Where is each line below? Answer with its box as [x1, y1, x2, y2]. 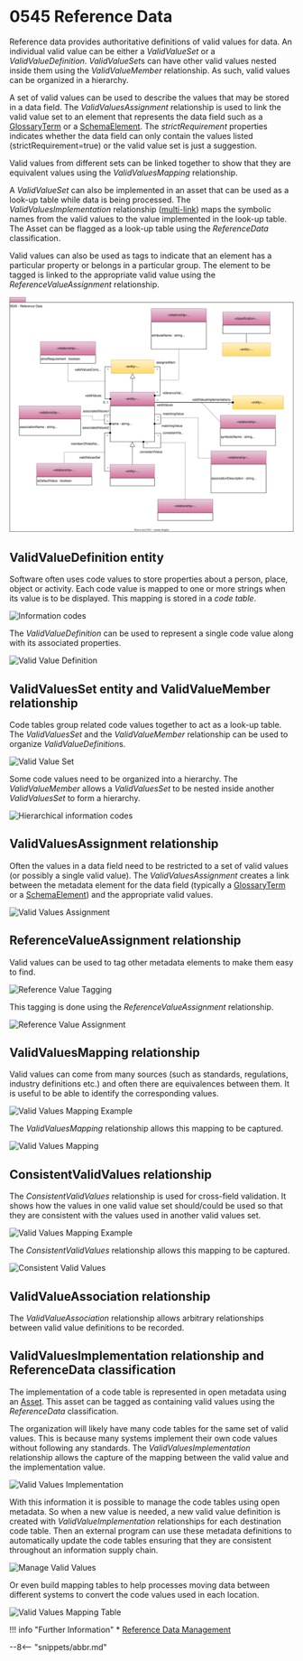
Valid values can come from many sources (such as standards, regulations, [9, 1068, 289, 1080]
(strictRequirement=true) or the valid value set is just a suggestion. [9, 140, 257, 151]
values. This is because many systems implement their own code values [9, 1432, 278, 1443]
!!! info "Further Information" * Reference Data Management [9, 1624, 232, 1635]
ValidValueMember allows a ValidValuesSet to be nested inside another [9, 783, 275, 794]
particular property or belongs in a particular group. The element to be [9, 259, 271, 270]
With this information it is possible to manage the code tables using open [9, 1497, 280, 1507]
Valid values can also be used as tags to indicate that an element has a [9, 250, 272, 261]
